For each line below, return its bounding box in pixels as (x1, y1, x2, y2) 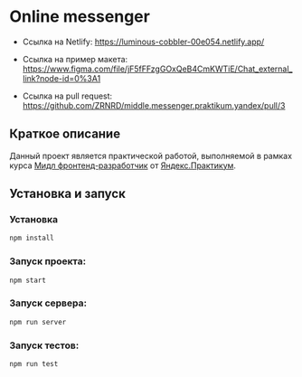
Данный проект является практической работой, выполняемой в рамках (9, 150, 292, 161)
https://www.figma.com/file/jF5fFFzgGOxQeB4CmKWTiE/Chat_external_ (22, 63, 293, 74)
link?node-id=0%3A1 (22, 72, 101, 83)
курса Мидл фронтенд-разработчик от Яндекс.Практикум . (9, 160, 237, 171)
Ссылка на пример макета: (22, 53, 128, 64)
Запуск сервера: (9, 297, 88, 309)
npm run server (9, 317, 67, 326)
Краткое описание (9, 127, 120, 142)
